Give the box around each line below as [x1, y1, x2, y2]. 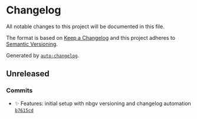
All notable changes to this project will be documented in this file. [6, 23, 165, 30]
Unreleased [6, 69, 50, 79]
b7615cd [14, 107, 34, 113]
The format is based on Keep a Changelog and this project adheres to [6, 34, 176, 41]
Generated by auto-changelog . [6, 52, 80, 59]
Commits [6, 86, 33, 94]
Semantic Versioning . [6, 40, 58, 47]
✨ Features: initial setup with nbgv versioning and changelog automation [14, 100, 192, 107]
